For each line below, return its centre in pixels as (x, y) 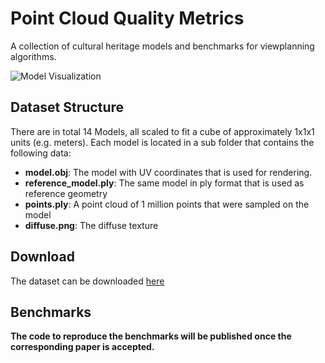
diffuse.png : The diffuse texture (91, 225)
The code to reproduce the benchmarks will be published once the (151, 336)
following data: (41, 153)
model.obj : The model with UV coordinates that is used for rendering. (168, 172)
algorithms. (33, 56)
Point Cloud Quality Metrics (127, 18)
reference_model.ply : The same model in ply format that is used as (164, 183)
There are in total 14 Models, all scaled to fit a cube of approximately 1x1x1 (162, 131)
